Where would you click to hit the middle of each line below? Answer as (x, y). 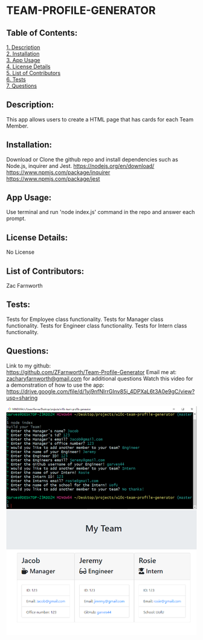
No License (21, 252)
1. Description (23, 47)
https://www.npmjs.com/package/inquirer (58, 172)
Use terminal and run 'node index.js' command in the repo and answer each (101, 212)
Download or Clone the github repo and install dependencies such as (92, 159)
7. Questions (22, 86)
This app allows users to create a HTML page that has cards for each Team (100, 119)
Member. (18, 126)
